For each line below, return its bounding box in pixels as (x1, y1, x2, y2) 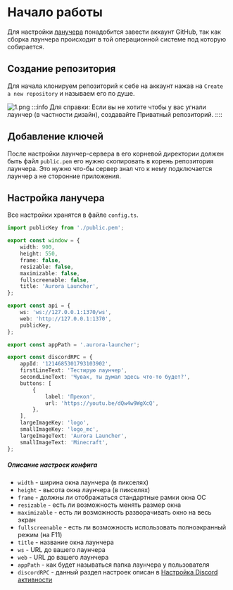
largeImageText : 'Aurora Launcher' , (20, 432, 128, 439)
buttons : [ (20, 379, 52, 387)
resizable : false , (20, 263, 74, 270)
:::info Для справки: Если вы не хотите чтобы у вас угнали (31, 103, 206, 111)
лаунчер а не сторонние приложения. (7, 172, 121, 180)
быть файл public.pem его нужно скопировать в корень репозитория (7, 156, 214, 165)
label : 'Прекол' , (44, 393, 96, 400)
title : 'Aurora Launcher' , (20, 283, 99, 290)
